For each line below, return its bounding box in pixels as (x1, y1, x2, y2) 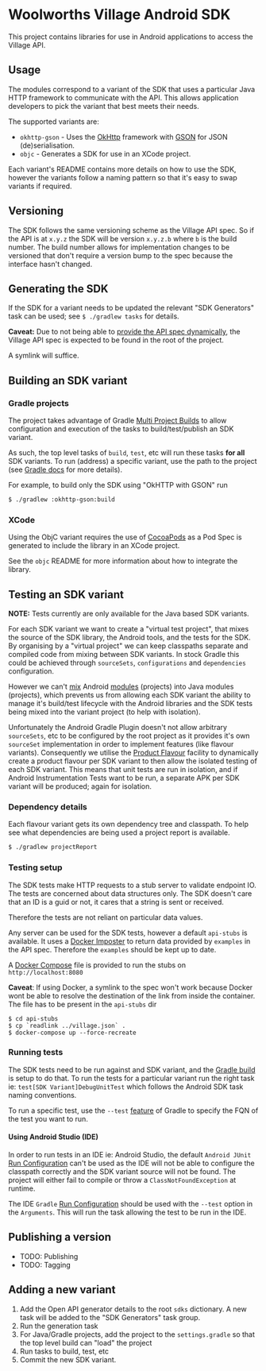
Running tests (8, 1047, 64, 1058)
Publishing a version (8, 1230, 111, 1244)
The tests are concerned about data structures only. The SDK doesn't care (8, 888, 253, 898)
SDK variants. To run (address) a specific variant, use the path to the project (8, 457, 257, 466)
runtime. (8, 1184, 36, 1193)
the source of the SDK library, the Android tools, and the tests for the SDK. (8, 633, 252, 643)
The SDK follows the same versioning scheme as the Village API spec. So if (8, 225, 254, 235)
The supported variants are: (8, 117, 99, 126)
